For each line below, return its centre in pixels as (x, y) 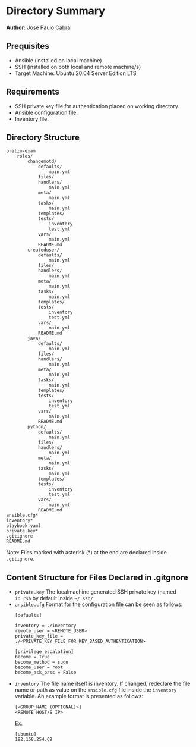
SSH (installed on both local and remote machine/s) (78, 67)
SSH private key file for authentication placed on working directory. (97, 106)
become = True (32, 657)
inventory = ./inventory (45, 626)
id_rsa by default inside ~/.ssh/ (54, 598)
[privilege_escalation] (44, 652)
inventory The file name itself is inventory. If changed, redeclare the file (102, 684)
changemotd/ (42, 162)
